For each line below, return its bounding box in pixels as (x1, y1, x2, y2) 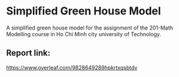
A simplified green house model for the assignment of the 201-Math (6, 24, 174, 31)
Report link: (6, 48, 51, 58)
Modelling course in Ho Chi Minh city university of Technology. (6, 30, 162, 37)
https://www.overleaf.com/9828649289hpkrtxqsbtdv (6, 64, 138, 71)
